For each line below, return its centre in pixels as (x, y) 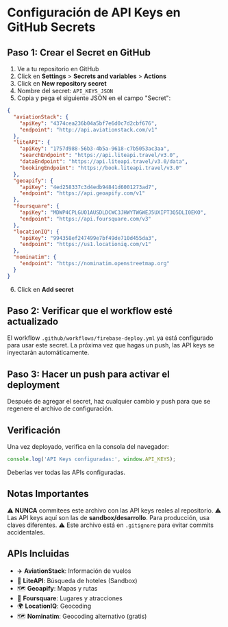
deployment (34, 385)
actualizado (33, 322)
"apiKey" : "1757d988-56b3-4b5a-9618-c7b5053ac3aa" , (94, 149)
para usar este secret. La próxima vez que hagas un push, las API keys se (111, 345)
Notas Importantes (48, 494)
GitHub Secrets (51, 27)
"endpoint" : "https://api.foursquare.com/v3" (86, 219)
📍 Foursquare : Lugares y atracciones (70, 598)
